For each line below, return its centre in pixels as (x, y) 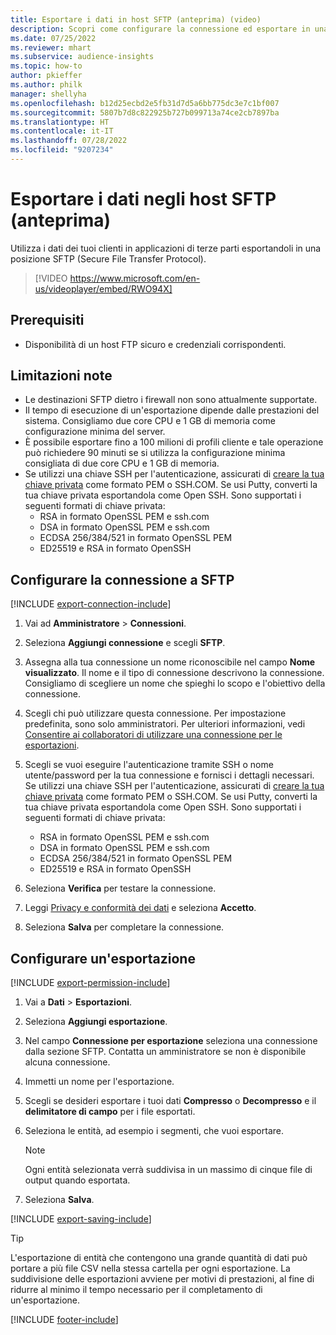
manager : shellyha (48, 94)
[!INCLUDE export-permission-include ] (90, 983)
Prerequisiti (47, 320)
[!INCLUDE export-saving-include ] (81, 1219)
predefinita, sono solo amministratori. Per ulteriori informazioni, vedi (165, 724)
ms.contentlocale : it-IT (62, 131)
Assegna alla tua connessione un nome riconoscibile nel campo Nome (170, 662)
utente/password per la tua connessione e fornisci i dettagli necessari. (169, 775)
